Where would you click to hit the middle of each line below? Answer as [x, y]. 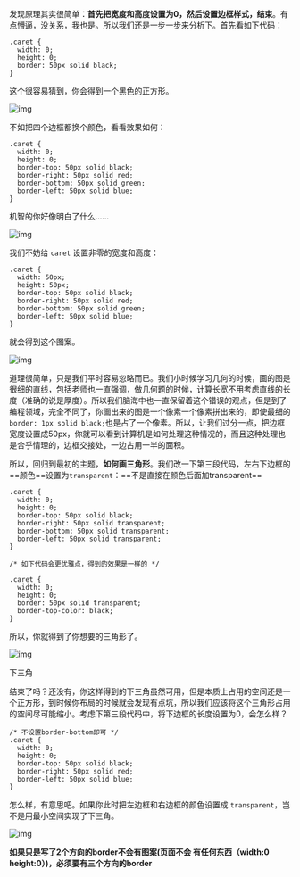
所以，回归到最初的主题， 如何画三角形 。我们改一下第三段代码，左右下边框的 [150, 464]
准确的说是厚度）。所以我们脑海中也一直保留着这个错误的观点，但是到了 [156, 400]
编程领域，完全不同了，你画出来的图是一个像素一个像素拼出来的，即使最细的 [150, 411]
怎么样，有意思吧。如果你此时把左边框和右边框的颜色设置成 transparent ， [146, 805]
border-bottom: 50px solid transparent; [93, 531]
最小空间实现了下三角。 [75, 816]
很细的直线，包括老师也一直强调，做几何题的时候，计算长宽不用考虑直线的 [146, 389]
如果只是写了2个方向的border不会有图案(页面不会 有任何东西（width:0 [139, 852]
